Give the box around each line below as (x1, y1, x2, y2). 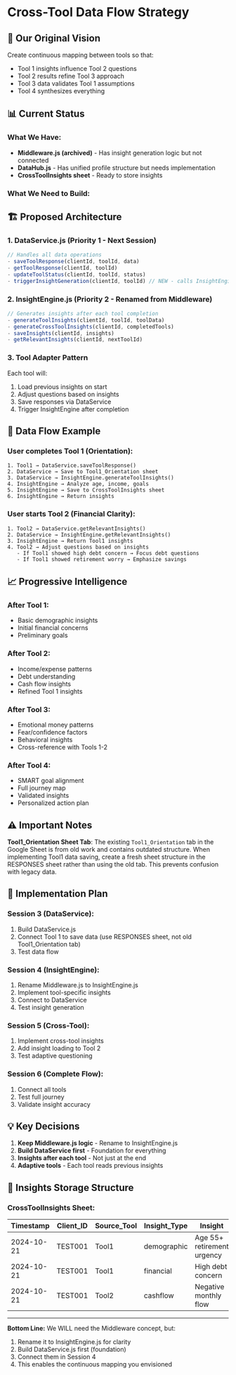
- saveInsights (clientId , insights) (7, 329, 114, 337)
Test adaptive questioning (17, 1051, 93, 1060)
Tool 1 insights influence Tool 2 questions (17, 65, 137, 72)
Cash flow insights (17, 679, 72, 688)
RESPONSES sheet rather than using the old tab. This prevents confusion (7, 860, 219, 869)
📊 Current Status (7, 108, 85, 120)
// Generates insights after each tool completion (7, 310, 159, 317)
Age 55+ (194, 1233, 224, 1243)
